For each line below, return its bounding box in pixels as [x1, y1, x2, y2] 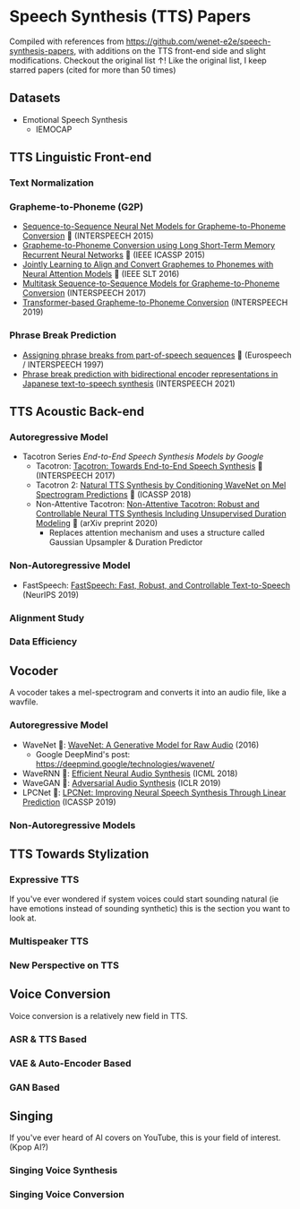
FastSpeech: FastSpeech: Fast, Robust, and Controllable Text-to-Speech [21, 580, 291, 591]
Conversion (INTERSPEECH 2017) [21, 288, 147, 298]
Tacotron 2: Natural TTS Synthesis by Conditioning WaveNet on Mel [35, 479, 287, 490]
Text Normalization [9, 177, 94, 189]
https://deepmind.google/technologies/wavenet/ [35, 758, 215, 769]
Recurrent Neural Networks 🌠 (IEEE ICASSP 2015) [21, 249, 206, 261]
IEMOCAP [35, 124, 73, 134]
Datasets [9, 91, 61, 106]
